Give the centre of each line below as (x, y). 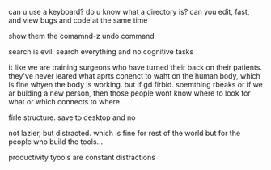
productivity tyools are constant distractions (82, 157)
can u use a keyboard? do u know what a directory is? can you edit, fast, (129, 12)
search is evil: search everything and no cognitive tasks (101, 51)
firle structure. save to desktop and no (72, 117)
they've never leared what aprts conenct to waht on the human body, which (134, 76)
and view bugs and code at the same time (78, 20)
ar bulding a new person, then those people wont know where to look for (129, 93)
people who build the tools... (56, 142)
